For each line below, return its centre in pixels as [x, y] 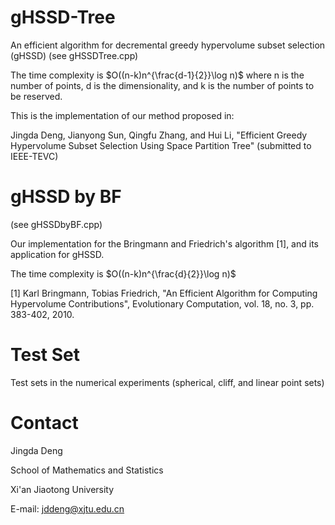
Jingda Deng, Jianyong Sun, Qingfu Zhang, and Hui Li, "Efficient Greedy [159, 135]
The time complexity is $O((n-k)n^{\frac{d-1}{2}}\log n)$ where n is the [157, 75]
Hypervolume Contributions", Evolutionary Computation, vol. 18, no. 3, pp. [162, 303]
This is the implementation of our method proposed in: [122, 115]
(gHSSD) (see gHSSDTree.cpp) [74, 55]
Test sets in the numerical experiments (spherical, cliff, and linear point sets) [167, 382]
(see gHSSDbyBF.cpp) [56, 224]
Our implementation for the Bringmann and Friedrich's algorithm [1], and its [164, 243]
